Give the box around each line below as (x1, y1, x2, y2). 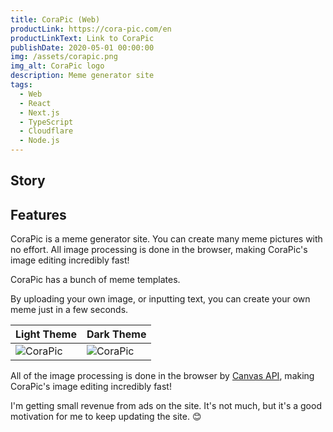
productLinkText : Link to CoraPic (10, 33, 155, 43)
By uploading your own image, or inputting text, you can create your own (10, 293, 311, 305)
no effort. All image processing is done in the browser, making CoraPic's (10, 244, 308, 256)
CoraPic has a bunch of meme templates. (10, 274, 181, 286)
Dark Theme (86, 327, 147, 341)
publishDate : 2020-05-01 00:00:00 (10, 42, 155, 53)
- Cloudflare (19, 126, 74, 136)
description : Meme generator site (10, 71, 155, 81)
